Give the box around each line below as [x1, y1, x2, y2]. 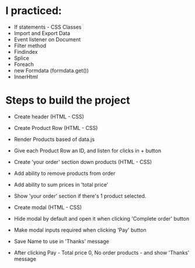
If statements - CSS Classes [13, 23, 82, 30]
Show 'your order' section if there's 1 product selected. [13, 192, 147, 200]
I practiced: [5, 4, 62, 18]
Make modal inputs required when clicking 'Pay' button [13, 226, 147, 233]
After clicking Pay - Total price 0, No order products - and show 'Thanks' [13, 249, 190, 256]
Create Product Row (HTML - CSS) [13, 124, 98, 131]
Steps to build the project [5, 94, 130, 107]
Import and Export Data [13, 29, 71, 36]
